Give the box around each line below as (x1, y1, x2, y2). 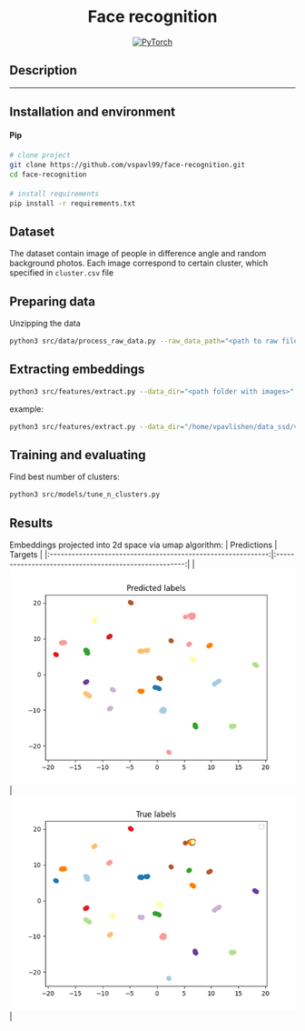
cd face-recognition (9, 170, 88, 179)
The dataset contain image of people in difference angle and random (9, 248, 267, 259)
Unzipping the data (9, 318, 82, 329)
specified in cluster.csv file (9, 267, 114, 278)
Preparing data (9, 294, 95, 309)
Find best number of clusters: (9, 471, 120, 483)
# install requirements (9, 189, 100, 198)
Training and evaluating (9, 447, 146, 463)
